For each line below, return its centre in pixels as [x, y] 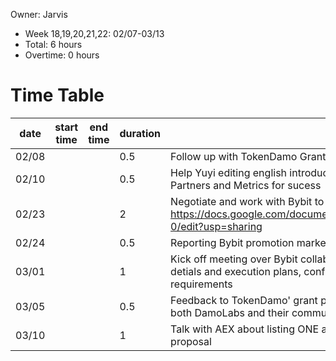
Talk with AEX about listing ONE [245, 329]
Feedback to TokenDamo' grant [244, 300]
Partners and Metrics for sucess [246, 185]
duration [140, 133]
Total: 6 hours [53, 44]
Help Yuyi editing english [229, 172]
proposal [191, 341]
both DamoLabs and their [230, 312]
